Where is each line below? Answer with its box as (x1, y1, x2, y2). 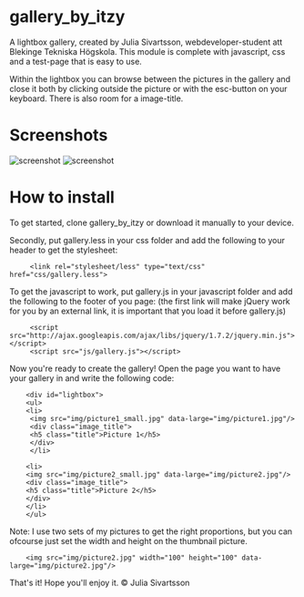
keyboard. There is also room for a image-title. (9, 93, 184, 104)
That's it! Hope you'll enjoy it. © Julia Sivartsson (9, 577, 190, 588)
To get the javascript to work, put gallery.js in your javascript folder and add (9, 285, 293, 297)
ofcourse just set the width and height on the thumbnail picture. (9, 535, 248, 546)
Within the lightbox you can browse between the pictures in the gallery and (9, 73, 291, 84)
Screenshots (9, 125, 108, 146)
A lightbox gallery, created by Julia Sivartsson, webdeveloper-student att (9, 36, 283, 47)
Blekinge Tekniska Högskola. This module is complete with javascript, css (9, 46, 286, 57)
